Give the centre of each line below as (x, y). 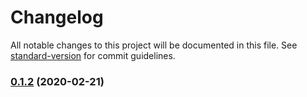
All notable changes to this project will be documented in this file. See (154, 45)
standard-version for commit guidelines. (93, 55)
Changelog (57, 17)
